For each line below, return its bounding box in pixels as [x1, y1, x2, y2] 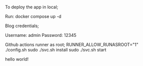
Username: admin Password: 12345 [5, 33, 77, 38]
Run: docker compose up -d [5, 14, 62, 19]
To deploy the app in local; [5, 4, 59, 10]
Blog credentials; [5, 23, 39, 29]
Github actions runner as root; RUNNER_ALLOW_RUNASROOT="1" [5, 42, 139, 48]
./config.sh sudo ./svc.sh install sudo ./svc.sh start [5, 47, 106, 52]
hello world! [5, 56, 29, 62]
